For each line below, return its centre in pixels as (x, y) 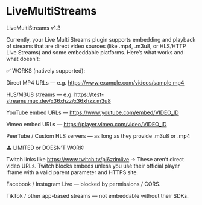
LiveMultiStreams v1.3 (33, 28)
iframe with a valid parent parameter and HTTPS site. (72, 172)
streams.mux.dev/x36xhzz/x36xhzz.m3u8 (59, 100)
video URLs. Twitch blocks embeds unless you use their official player (93, 166)
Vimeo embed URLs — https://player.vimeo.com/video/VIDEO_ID (87, 124)
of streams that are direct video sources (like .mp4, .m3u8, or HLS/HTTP (96, 46)
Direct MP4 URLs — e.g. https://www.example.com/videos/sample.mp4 (95, 82)
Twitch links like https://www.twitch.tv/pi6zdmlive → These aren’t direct (95, 159)
